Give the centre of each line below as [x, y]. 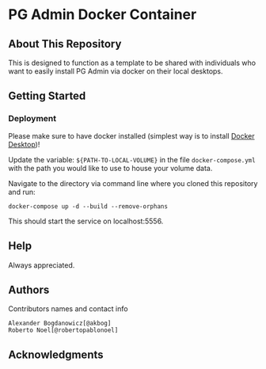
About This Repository [65, 44]
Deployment [32, 119]
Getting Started [47, 96]
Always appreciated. [42, 265]
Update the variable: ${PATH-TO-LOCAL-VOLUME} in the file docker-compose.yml [132, 159]
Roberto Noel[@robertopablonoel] [63, 330]
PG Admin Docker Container [103, 15]
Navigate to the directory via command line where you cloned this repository [133, 183]
